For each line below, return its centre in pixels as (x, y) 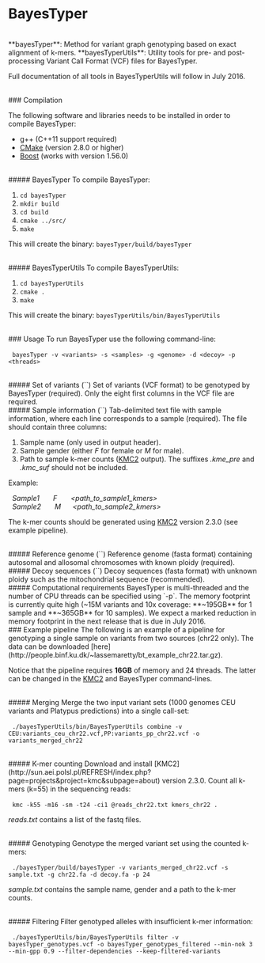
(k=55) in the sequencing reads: (79, 789)
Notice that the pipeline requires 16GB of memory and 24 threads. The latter (132, 670)
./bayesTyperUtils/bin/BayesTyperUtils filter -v (95, 937)
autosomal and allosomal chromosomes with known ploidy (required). (122, 562)
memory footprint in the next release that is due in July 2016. (107, 621)
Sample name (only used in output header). (90, 442)
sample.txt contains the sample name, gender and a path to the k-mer (122, 889)
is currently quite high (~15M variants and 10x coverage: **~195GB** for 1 (130, 604)
